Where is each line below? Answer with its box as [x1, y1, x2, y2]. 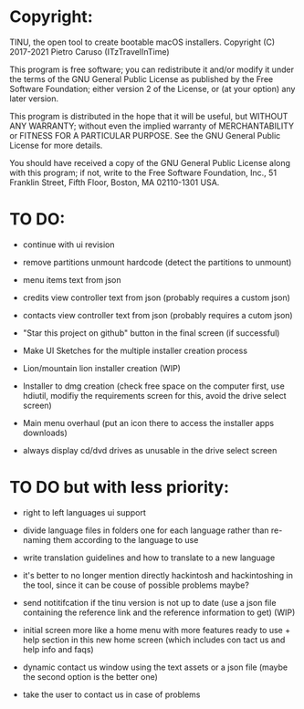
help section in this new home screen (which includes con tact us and [22, 634, 286, 645]
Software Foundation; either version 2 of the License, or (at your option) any [9, 83, 296, 94]
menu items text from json [22, 274, 121, 285]
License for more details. [9, 140, 103, 151]
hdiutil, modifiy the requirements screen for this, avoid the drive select [22, 390, 287, 401]
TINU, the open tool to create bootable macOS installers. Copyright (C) [9, 36, 276, 47]
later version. [9, 93, 59, 104]
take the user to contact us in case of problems [22, 689, 201, 700]
